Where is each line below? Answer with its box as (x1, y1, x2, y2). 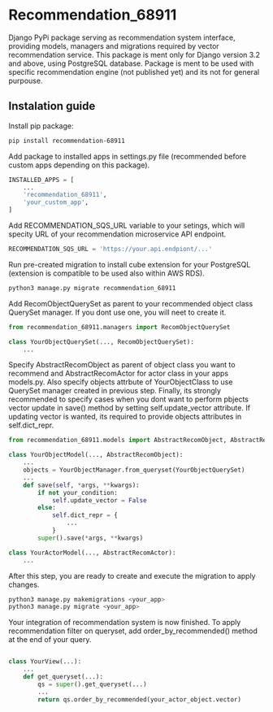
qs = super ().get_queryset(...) (37, 680, 148, 688)
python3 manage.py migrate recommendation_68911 (8, 284, 176, 292)
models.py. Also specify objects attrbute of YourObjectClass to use (8, 377, 233, 387)
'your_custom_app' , (23, 198, 89, 206)
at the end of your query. (8, 635, 92, 645)
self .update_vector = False (51, 496, 148, 505)
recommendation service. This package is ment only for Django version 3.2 (8, 50, 260, 59)
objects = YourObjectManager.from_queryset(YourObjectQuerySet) (23, 466, 245, 474)
